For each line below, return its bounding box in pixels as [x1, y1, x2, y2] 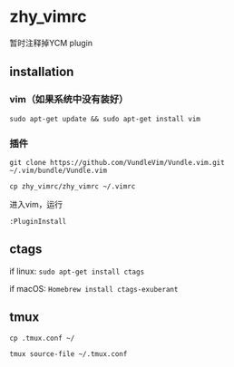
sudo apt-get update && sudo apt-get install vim [9, 114, 201, 123]
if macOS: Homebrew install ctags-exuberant [9, 283, 179, 294]
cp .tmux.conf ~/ [9, 333, 75, 343]
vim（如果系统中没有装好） [9, 93, 129, 106]
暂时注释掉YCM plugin [9, 37, 93, 48]
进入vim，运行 [9, 198, 63, 209]
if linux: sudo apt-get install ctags [9, 266, 145, 276]
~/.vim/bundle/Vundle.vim [9, 166, 107, 175]
